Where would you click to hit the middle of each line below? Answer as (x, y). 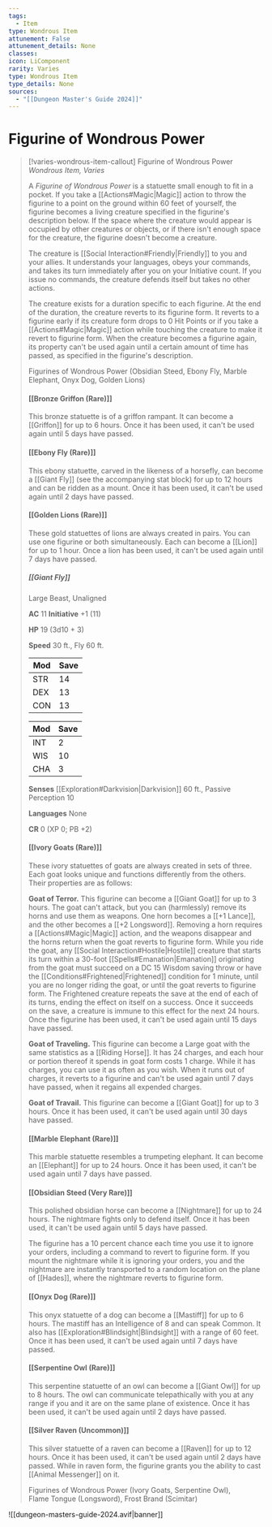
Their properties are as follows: (80, 883)
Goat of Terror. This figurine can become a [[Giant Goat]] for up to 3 (142, 898)
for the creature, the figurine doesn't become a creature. (122, 238)
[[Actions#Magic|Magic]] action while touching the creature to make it (145, 330)
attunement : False (39, 39)
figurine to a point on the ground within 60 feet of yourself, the (132, 203)
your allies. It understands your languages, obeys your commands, (139, 262)
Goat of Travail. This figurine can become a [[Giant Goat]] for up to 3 (143, 1102)
